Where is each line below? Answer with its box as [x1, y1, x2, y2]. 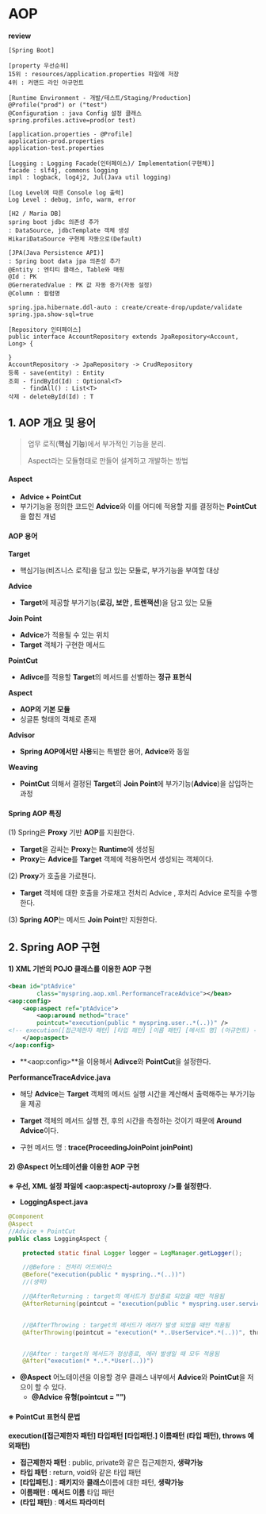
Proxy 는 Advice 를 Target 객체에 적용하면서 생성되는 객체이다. [19, 854, 214, 864]
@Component [8, 1212, 44, 1221]
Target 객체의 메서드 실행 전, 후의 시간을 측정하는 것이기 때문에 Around [19, 1115, 242, 1125]
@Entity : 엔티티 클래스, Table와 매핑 [8, 265, 125, 274]
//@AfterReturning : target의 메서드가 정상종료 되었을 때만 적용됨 [22, 1292, 225, 1300]
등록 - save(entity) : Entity [8, 368, 104, 377]
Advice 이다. [19, 1125, 59, 1135]
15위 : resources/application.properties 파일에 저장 [8, 70, 180, 78]
